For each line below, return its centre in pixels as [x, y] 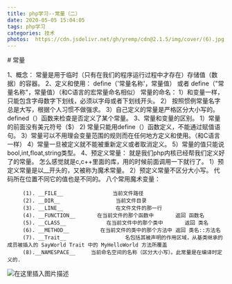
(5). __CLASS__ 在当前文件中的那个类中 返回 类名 [116, 223]
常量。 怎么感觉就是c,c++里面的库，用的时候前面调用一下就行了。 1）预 [122, 162]
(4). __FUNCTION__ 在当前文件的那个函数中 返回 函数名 [114, 216]
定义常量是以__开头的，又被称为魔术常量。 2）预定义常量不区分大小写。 [110, 170]
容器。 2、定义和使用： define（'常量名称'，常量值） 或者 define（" [122, 83]
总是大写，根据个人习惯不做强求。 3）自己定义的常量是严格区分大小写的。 [113, 110]
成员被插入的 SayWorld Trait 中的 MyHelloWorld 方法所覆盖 [87, 245]
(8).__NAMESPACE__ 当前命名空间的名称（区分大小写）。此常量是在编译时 [120, 253]
